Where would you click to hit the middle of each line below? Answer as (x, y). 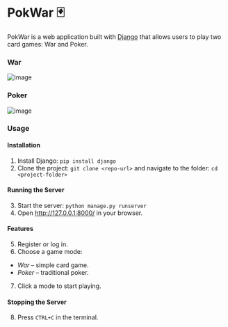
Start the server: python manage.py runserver (82, 205)
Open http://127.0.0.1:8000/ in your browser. (80, 213)
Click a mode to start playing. (59, 286)
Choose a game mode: (50, 252)
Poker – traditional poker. (53, 273)
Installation (24, 145)
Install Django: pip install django (66, 161)
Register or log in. (42, 244)
